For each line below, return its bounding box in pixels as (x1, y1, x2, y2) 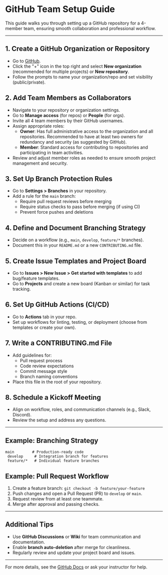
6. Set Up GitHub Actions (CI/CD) (5, 300, 109, 309)
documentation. (12, 539, 45, 545)
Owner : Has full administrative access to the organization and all (19, 128, 153, 134)
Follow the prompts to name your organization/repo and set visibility (12, 74, 153, 80)
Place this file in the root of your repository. (12, 379, 102, 385)
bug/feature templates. (12, 275, 60, 281)
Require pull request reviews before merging (19, 199, 111, 205)
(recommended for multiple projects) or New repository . (12, 69, 129, 75)
